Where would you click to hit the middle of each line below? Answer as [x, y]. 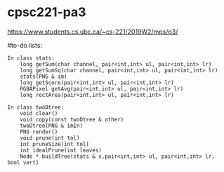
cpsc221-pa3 [47, 12]
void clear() [39, 113]
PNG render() [39, 132]
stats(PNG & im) [44, 77]
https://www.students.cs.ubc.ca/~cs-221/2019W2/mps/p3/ [93, 32]
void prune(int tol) [50, 138]
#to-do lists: [25, 45]
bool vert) [23, 162]
